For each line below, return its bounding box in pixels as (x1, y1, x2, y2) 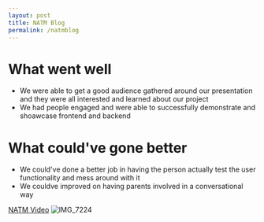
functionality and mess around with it (19, 173, 140, 183)
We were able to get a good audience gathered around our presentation (19, 86, 253, 95)
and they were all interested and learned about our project (19, 94, 209, 104)
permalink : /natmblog (8, 26, 80, 34)
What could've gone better (8, 139, 188, 157)
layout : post (8, 11, 51, 20)
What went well (8, 60, 112, 78)
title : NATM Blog (8, 19, 65, 27)
